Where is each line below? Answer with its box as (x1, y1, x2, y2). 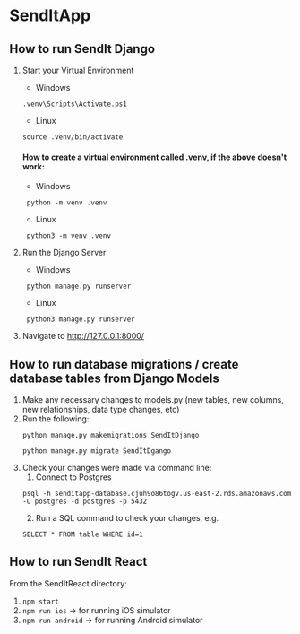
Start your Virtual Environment (21, 65, 134, 75)
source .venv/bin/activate (21, 133, 124, 142)
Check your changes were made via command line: (21, 463, 212, 473)
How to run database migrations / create (9, 356, 239, 372)
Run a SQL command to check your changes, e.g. (35, 513, 219, 524)
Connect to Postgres (35, 472, 112, 482)
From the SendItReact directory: (9, 578, 127, 588)
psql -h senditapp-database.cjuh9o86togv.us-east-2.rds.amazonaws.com (21, 490, 292, 499)
